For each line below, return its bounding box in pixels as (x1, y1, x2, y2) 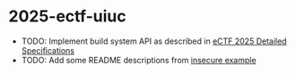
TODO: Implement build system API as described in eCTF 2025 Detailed (21, 36, 288, 46)
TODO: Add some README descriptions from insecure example (21, 54, 257, 65)
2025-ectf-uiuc (8, 6, 126, 27)
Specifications (21, 45, 75, 55)
